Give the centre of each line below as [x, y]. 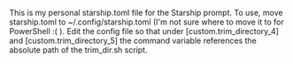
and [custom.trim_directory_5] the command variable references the [133, 40]
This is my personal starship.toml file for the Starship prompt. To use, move [146, 13]
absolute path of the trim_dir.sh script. [78, 50]
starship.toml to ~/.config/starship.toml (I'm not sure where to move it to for [147, 22]
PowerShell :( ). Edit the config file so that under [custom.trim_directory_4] [144, 31]
